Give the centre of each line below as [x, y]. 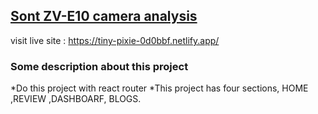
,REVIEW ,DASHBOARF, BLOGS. [76, 99]
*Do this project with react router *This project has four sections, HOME [159, 88]
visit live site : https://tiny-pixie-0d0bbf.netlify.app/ [115, 40]
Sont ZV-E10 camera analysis [104, 16]
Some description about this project [99, 66]
